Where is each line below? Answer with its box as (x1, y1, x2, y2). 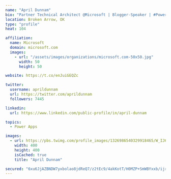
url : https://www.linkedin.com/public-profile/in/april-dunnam (10, 110, 147, 115)
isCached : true (14, 152, 47, 158)
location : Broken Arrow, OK (5, 17, 65, 22)
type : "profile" (5, 21, 40, 27)
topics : (5, 120, 22, 125)
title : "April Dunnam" (14, 157, 63, 162)
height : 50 (18, 64, 42, 69)
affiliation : (5, 36, 33, 41)
